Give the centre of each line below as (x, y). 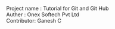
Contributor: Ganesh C (34, 21)
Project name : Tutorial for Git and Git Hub (57, 8)
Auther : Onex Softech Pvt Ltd (43, 14)
